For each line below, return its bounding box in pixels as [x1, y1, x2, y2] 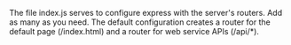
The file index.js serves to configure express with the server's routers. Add [9, 8, 283, 18]
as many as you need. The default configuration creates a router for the [9, 17, 271, 27]
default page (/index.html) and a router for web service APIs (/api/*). [9, 26, 260, 36]
